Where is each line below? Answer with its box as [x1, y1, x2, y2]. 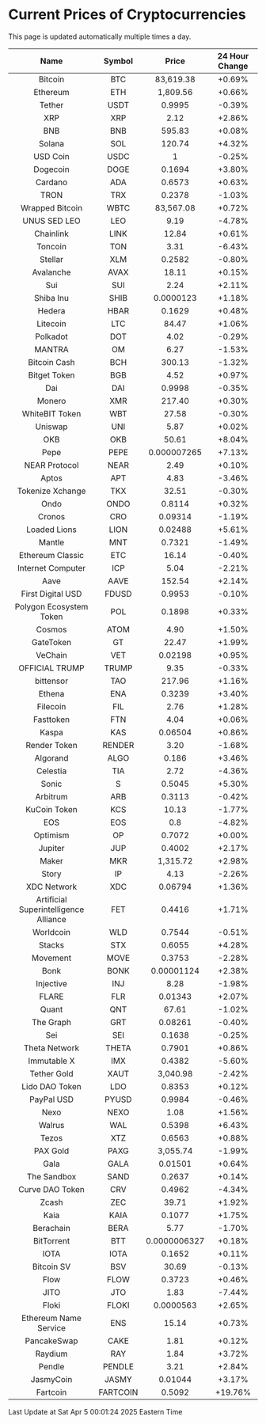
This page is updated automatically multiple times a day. [8, 32, 192, 41]
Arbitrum [35, 791, 69, 802]
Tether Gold [29, 1068, 74, 1079]
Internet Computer [17, 562, 86, 573]
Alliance [36, 913, 67, 925]
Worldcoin [32, 926, 71, 937]
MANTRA [34, 344, 69, 355]
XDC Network [25, 881, 78, 892]
